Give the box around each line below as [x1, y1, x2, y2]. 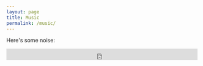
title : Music [6, 15, 40, 21]
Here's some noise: [6, 37, 55, 44]
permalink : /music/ [6, 20, 56, 26]
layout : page [6, 8, 40, 15]
